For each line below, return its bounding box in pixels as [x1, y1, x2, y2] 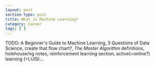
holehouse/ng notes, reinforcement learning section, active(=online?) [5, 51, 150, 57]
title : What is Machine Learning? [5, 17, 79, 22]
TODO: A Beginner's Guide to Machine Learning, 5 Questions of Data [5, 40, 150, 46]
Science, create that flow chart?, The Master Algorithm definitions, [5, 45, 145, 51]
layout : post [5, 7, 33, 13]
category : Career [5, 21, 42, 27]
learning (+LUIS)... [5, 56, 44, 62]
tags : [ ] [5, 26, 26, 31]
